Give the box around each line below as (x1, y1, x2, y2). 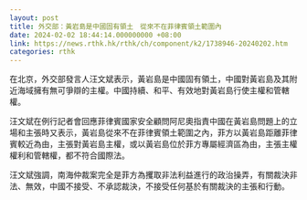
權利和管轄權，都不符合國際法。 (9, 150, 130, 161)
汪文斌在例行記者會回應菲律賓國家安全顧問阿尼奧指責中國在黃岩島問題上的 (9, 116, 290, 127)
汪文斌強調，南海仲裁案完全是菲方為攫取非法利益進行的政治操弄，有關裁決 (9, 170, 290, 181)
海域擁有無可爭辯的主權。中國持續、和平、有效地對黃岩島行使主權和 (16, 85, 274, 96)
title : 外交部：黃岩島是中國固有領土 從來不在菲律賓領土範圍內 (9, 22, 222, 31)
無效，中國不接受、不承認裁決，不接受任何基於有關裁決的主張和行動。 (25, 181, 290, 192)
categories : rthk (9, 47, 76, 57)
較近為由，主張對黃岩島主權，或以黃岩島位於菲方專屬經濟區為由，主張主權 (16, 139, 298, 150)
